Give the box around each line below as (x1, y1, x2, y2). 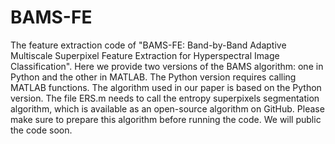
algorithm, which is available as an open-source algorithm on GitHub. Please (10, 102, 325, 115)
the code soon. (10, 124, 73, 136)
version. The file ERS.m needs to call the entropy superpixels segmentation (10, 92, 320, 104)
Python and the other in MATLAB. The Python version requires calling (10, 71, 297, 83)
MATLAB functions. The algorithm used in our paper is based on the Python (10, 81, 322, 93)
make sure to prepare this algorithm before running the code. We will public (10, 113, 322, 125)
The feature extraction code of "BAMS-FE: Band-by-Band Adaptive (10, 39, 287, 51)
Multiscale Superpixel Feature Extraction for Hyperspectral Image (10, 49, 280, 61)
